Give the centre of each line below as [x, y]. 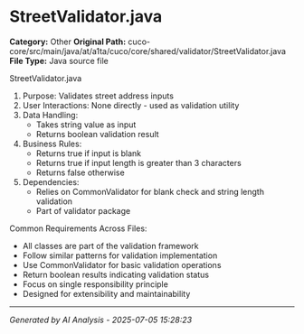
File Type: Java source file [59, 60]
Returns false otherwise [80, 172]
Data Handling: [50, 115]
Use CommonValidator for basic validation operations [122, 264]
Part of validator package [83, 210]
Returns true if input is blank [89, 153]
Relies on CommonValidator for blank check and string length [150, 191]
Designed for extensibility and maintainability [106, 293]
